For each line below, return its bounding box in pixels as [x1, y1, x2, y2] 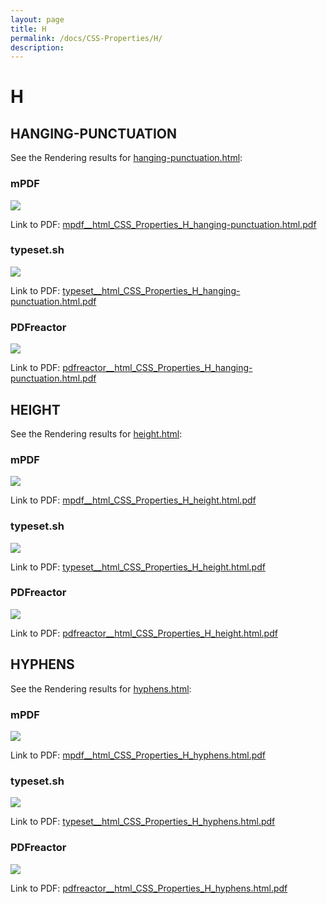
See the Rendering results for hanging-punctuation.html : [10, 152, 243, 164]
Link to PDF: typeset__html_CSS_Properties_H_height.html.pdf [10, 561, 266, 573]
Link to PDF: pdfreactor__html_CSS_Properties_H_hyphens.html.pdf [10, 882, 288, 894]
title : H [10, 24, 47, 34]
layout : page [10, 14, 65, 25]
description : [10, 42, 65, 53]
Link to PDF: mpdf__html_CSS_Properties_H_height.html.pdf [10, 494, 257, 506]
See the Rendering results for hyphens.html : [10, 682, 192, 695]
